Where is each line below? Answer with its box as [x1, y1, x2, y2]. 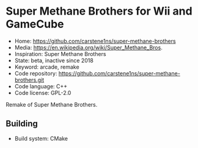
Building [5, 119, 38, 129]
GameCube [5, 17, 64, 31]
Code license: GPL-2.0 [14, 89, 71, 96]
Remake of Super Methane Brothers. [5, 100, 98, 108]
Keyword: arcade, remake [14, 63, 80, 71]
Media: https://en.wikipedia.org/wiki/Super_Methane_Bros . [14, 44, 163, 51]
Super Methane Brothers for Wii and [5, 4, 193, 18]
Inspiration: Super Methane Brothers [14, 50, 106, 57]
